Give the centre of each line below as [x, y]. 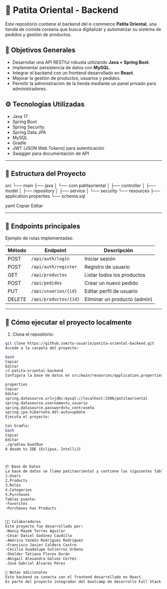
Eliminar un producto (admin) [118, 299]
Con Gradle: [17, 426]
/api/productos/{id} [55, 299]
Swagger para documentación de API [51, 153]
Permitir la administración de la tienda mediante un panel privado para [84, 83]
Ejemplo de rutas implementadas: [39, 238]
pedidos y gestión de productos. [39, 34]
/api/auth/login [50, 259]
